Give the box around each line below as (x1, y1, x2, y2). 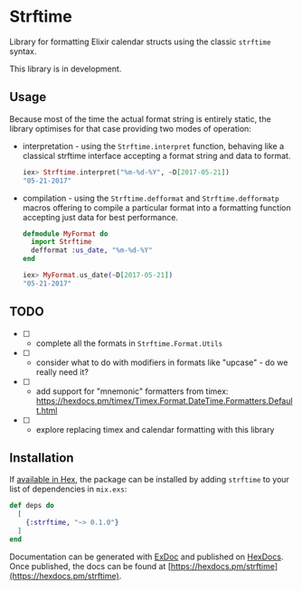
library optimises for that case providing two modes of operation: (9, 123, 251, 134)
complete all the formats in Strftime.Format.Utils (35, 337, 223, 349)
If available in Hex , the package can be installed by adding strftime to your (9, 474, 289, 485)
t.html (35, 405, 58, 416)
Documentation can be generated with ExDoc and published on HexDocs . (9, 551, 284, 562)
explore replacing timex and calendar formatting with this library (35, 424, 275, 435)
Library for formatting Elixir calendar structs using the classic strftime (9, 36, 271, 47)
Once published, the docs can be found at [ (9, 560, 172, 571)
